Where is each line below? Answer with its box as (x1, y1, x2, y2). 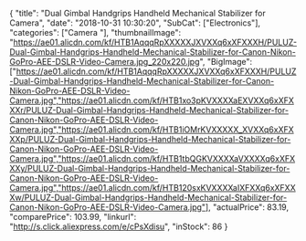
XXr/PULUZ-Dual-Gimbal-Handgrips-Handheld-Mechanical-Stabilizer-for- (9, 105, 290, 115)
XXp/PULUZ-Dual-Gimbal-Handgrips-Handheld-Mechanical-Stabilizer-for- (9, 134, 291, 144)
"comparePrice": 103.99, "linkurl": (9, 212, 137, 222)
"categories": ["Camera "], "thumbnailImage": (9, 27, 181, 37)
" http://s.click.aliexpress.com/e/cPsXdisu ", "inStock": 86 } (9, 221, 228, 232)
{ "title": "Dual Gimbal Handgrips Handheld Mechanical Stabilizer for (9, 8, 267, 18)
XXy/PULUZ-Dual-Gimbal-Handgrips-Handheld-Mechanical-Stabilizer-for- (9, 163, 290, 173)
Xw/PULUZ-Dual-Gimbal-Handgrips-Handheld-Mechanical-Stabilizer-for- (9, 192, 288, 203)
